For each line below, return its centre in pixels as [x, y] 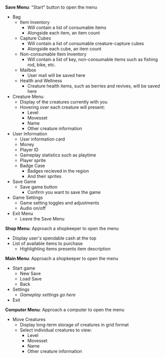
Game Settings [28, 197]
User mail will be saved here [56, 75]
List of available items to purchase [48, 243]
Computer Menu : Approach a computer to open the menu [65, 310]
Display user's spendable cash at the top [54, 238]
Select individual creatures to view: [56, 330]
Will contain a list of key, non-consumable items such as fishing [92, 59]
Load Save [31, 279]
